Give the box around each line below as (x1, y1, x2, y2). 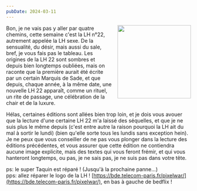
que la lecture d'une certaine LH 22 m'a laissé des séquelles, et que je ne (6, 117, 184, 124)
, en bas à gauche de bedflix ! (100, 178, 172, 185)
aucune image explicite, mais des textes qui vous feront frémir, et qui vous (6, 148, 186, 155)
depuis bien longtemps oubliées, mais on (6, 62, 106, 69)
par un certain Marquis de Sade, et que (6, 74, 101, 81)
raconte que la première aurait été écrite (6, 68, 104, 75)
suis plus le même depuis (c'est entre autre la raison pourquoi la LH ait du (6, 123, 184, 130)
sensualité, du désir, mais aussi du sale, (6, 43, 102, 50)
